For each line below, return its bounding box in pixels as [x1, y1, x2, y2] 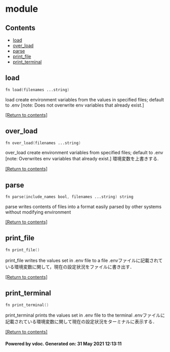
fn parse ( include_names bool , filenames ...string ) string [5, 194, 134, 200]
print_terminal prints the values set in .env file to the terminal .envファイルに [5, 312, 165, 318]
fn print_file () [5, 247, 40, 253]
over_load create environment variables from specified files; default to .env [5, 150, 163, 156]
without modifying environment [5, 209, 71, 215]
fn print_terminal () [5, 302, 50, 307]
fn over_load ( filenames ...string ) [5, 140, 81, 146]
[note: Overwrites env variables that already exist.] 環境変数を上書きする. [5, 156, 159, 162]
